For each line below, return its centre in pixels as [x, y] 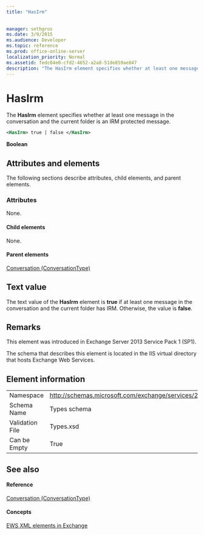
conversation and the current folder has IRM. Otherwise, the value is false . [100, 308]
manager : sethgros [29, 29]
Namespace [27, 395]
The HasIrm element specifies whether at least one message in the [90, 115]
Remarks [24, 327]
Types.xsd [64, 426]
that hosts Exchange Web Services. [51, 360]
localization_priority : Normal [46, 57]
